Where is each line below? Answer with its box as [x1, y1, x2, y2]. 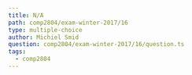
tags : [8, 48, 26, 55]
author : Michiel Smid [8, 33, 79, 41]
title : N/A [8, 11, 44, 20]
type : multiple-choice [8, 26, 83, 34]
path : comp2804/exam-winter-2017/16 [8, 19, 128, 27]
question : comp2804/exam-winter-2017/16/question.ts [8, 41, 185, 48]
